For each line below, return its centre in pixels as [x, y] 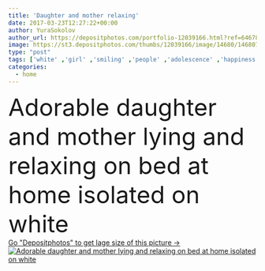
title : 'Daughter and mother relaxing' [74, 15]
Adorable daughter [112, 107]
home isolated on [104, 194]
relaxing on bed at [108, 165]
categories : [28, 67]
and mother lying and [127, 136]
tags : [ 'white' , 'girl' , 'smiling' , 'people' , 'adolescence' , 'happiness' [134, 60]
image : [19, 45]
